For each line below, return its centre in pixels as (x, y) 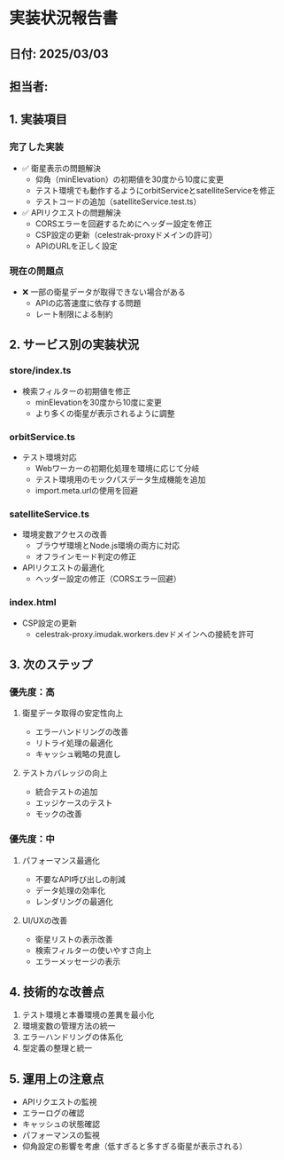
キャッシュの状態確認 (61, 1124)
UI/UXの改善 (45, 920)
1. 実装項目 (38, 119)
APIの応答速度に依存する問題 (88, 303)
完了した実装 (37, 147)
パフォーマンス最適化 (61, 860)
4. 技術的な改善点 (57, 992)
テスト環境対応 (49, 457)
